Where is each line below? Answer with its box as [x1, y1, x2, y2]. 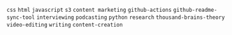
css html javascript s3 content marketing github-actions [6, 6, 172, 13]
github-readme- [173, 6, 217, 13]
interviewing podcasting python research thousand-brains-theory [36, 14, 225, 21]
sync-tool [6, 14, 36, 21]
